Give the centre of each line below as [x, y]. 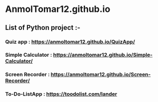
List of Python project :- [43, 28]
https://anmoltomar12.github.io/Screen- [101, 75]
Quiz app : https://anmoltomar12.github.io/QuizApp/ [70, 42]
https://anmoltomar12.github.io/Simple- [103, 55]
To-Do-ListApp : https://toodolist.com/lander [61, 94]
